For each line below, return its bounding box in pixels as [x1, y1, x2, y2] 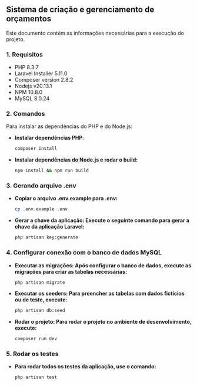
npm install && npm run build [14, 167, 89, 174]
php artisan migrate [14, 279, 65, 286]
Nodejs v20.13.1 [14, 82, 52, 90]
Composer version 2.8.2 [14, 76, 74, 83]
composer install [14, 146, 58, 152]
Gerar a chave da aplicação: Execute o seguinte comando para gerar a [14, 217, 190, 224]
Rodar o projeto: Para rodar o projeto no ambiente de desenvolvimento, [14, 318, 192, 325]
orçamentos [6, 14, 52, 24]
